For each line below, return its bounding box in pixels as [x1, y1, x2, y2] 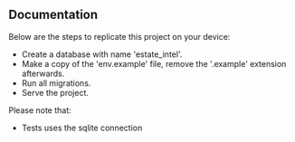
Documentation [8, 7, 99, 23]
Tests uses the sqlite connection [21, 122, 143, 133]
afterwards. [21, 68, 65, 79]
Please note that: [8, 104, 71, 116]
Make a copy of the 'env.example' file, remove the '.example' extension [21, 58, 287, 69]
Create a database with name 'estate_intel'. [21, 49, 183, 60]
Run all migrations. [21, 77, 91, 89]
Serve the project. [21, 87, 90, 98]
